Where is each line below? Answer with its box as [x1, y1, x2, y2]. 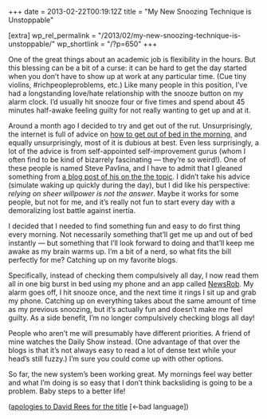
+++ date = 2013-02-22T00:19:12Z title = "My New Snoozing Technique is [8, 7, 252, 16]
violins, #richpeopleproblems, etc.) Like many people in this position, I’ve [8, 80, 248, 89]
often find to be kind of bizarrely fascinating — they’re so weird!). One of [8, 155, 246, 164]
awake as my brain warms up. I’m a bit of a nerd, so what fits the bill [8, 247, 232, 256]
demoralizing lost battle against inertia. [8, 206, 136, 215]
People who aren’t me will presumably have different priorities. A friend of [8, 329, 251, 338]
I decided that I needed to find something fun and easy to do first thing [8, 221, 241, 231]
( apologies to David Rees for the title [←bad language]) [8, 402, 189, 411]
